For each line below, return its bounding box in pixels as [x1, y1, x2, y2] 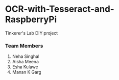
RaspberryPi [5, 14, 57, 25]
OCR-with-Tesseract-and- [5, 3, 115, 15]
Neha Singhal [12, 53, 40, 59]
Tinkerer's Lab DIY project [5, 30, 58, 36]
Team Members [5, 42, 43, 49]
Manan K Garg [12, 69, 42, 75]
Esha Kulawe [12, 64, 38, 70]
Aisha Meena [12, 59, 39, 65]
